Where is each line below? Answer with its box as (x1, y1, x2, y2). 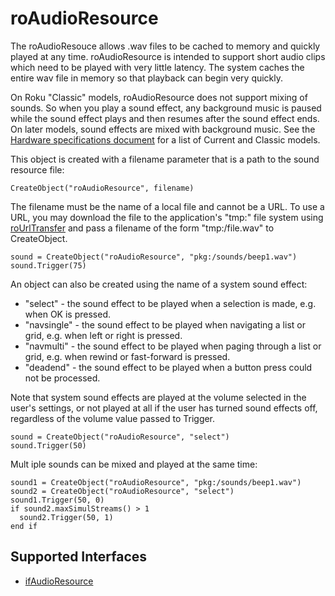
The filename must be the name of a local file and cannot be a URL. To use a (10, 200, 325, 212)
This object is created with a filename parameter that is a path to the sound (10, 153, 320, 165)
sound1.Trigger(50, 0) (10, 495, 105, 505)
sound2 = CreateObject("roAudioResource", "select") (10, 486, 235, 496)
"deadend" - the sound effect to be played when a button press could (24, 361, 313, 373)
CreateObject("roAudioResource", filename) (10, 183, 195, 193)
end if (10, 521, 38, 531)
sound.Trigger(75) (10, 260, 87, 271)
